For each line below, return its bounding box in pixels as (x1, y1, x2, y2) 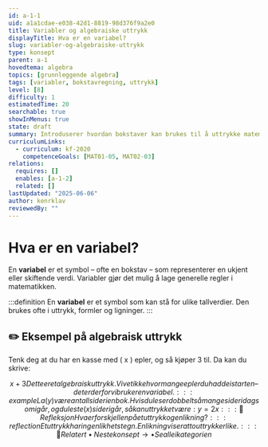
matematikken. (8, 282, 57, 292)
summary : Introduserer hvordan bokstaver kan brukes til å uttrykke (8, 130, 241, 138)
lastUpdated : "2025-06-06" (8, 189, 98, 198)
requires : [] (15, 167, 59, 175)
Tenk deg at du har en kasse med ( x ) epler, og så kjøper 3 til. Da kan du (8, 355, 247, 365)
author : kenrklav (8, 197, 66, 205)
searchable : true (8, 108, 66, 116)
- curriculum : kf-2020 (15, 145, 91, 153)
